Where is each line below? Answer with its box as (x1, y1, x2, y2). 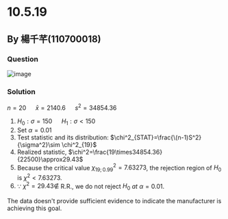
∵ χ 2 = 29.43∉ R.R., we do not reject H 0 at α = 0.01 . (16, 181, 165, 192)
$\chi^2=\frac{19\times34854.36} (68, 148, 163, 156)
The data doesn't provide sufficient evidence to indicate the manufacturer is (7, 197, 222, 205)
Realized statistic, (16, 148, 67, 156)
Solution (7, 87, 36, 96)
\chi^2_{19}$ (61, 140, 97, 148)
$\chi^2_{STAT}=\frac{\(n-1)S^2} (110, 133, 202, 141)
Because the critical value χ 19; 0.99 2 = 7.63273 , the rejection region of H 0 (16, 162, 222, 174)
